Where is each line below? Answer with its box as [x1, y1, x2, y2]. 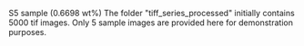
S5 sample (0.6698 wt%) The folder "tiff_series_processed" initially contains [8, 8, 295, 18]
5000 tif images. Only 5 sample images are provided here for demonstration [8, 17, 293, 28]
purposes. [8, 27, 47, 37]
